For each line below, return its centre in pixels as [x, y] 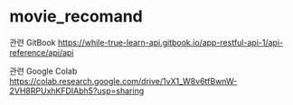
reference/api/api [42, 52]
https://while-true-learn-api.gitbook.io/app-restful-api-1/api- [170, 42]
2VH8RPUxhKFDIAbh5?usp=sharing [77, 91]
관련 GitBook [33, 42]
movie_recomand [76, 17]
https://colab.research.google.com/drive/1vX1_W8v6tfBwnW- [123, 81]
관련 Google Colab [43, 71]
